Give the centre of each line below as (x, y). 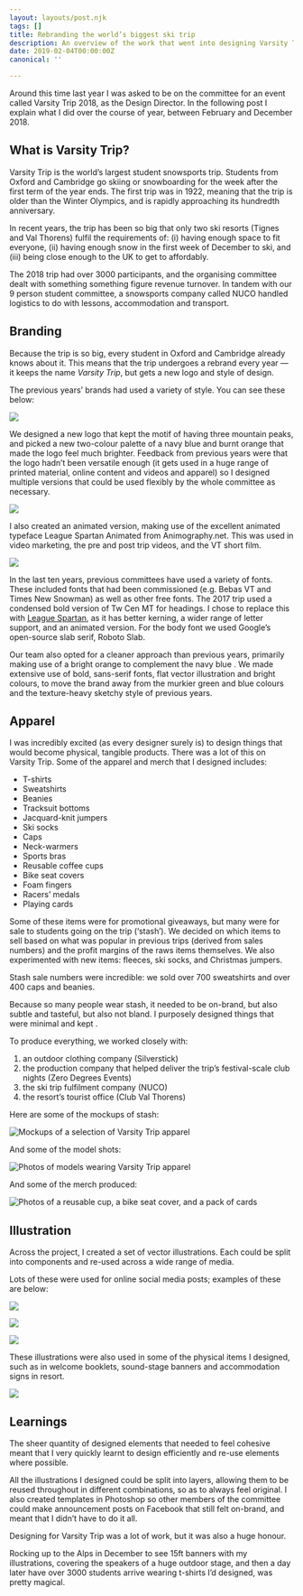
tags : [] (26, 26)
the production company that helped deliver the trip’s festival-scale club (156, 1068)
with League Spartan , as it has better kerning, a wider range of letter (136, 617)
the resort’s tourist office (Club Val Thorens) (104, 1097)
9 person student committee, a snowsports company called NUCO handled (149, 293)
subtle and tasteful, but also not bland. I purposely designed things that (142, 1014)
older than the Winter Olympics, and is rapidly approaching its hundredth (145, 200)
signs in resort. (37, 1377)
